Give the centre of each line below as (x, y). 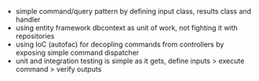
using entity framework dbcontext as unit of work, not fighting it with (126, 28)
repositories (35, 36)
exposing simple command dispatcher (77, 53)
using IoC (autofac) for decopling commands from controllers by (120, 44)
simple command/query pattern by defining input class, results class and (133, 11)
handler (28, 19)
